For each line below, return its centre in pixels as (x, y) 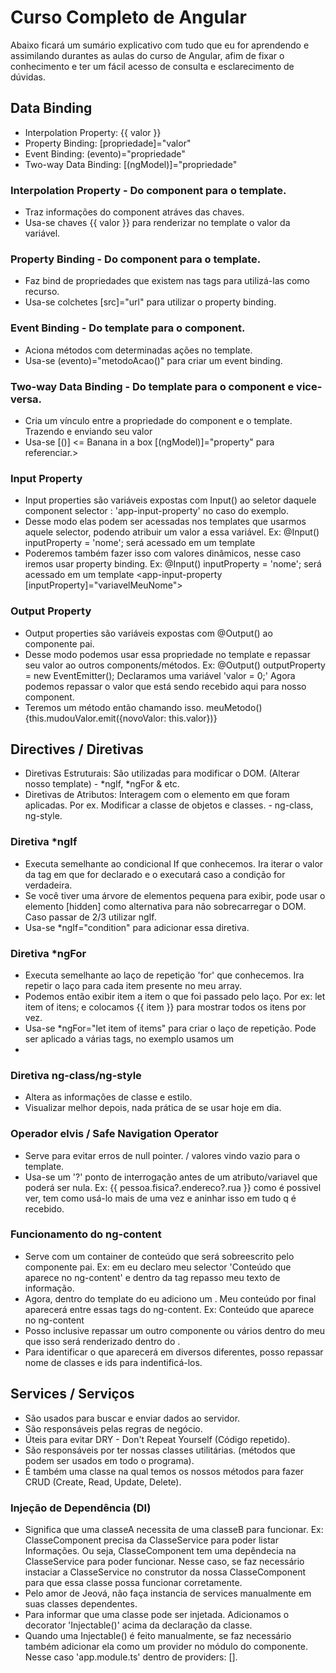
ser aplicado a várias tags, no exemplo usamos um (129, 1038)
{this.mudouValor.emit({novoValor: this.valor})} (121, 718)
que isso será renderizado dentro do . (102, 1341)
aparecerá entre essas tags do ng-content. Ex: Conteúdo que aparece (169, 1309)
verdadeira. (48, 885)
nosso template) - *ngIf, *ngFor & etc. (102, 784)
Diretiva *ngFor (48, 953)
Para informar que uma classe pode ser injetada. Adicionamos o (157, 1614)
